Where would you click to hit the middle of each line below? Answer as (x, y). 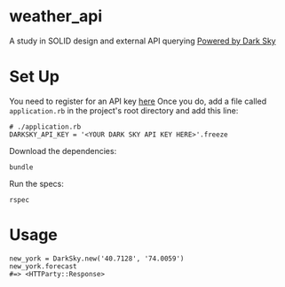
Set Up (35, 77)
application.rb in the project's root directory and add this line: (124, 110)
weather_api (56, 16)
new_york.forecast (43, 266)
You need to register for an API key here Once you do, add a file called (138, 101)
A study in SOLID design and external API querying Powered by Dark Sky (143, 41)
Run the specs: (36, 183)
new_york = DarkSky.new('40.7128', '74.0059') (97, 259)
